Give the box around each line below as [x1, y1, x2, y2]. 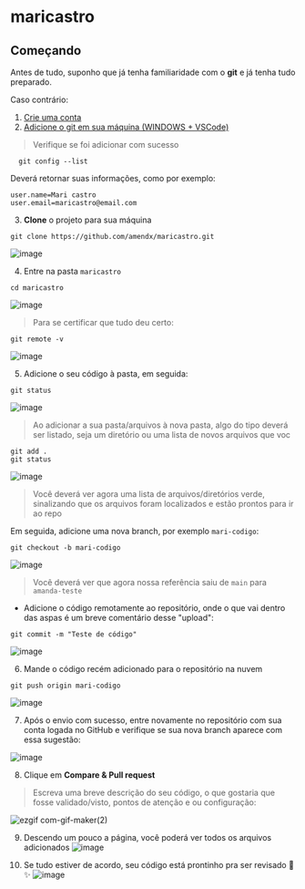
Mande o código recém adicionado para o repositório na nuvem [23, 664, 263, 674]
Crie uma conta [23, 112, 82, 122]
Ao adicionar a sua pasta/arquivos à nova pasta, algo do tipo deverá [32, 419, 289, 430]
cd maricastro [10, 284, 65, 293]
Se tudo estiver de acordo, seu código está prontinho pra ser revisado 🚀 [23, 860, 295, 870]
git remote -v [10, 335, 65, 344]
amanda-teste [32, 586, 83, 595]
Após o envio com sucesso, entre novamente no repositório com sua [23, 715, 282, 726]
